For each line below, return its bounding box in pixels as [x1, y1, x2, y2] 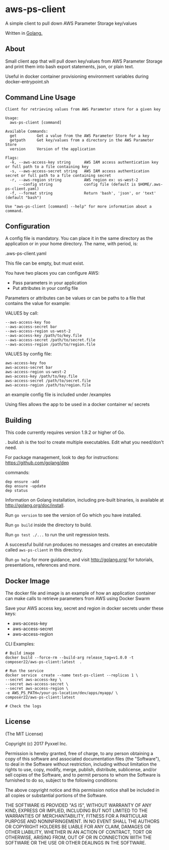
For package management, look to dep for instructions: [5, 455, 119, 461]
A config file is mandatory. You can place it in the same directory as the [5, 235, 153, 241]
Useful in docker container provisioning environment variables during [5, 73, 149, 79]
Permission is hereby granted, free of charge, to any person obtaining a [5, 750, 153, 756]
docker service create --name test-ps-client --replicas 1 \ [5, 673, 138, 678]
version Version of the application [10, 146, 96, 152]
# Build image [5, 651, 35, 656]
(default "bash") [5, 195, 42, 200]
